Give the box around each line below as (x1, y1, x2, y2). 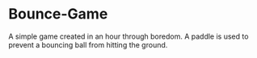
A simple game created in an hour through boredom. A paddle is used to (8, 31, 249, 41)
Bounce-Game (8, 5, 108, 23)
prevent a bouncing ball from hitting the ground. (8, 39, 168, 49)
